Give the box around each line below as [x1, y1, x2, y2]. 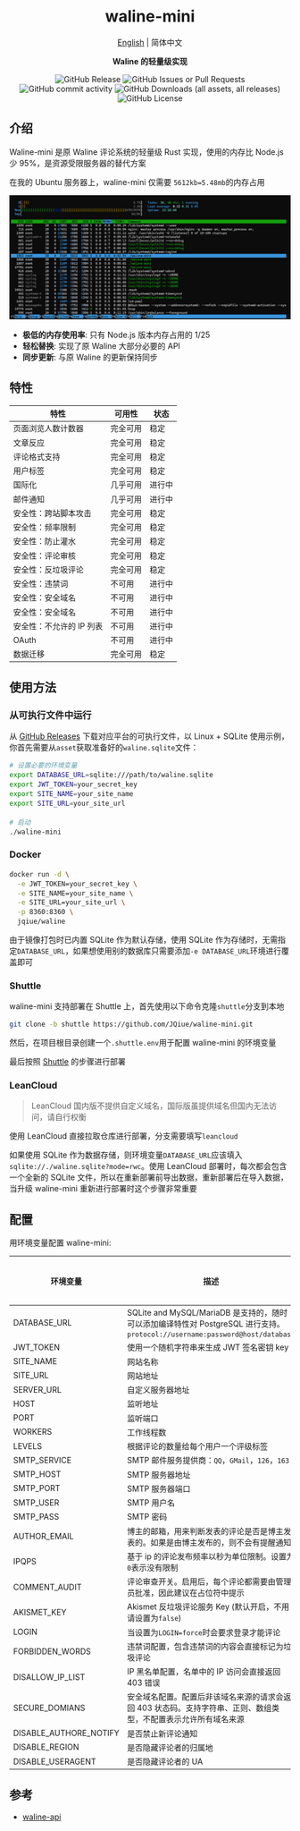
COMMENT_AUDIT [12, 1581, 82, 1592]
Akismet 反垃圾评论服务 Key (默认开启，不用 [127, 1601, 290, 1612]
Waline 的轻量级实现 [112, 55, 187, 66]
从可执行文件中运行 [9, 709, 92, 722]
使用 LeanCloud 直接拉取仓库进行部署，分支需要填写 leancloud [9, 1131, 238, 1141]
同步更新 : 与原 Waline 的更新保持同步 [21, 352, 158, 362]
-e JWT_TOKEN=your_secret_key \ [17, 879, 138, 888]
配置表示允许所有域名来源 [150, 1714, 246, 1725]
